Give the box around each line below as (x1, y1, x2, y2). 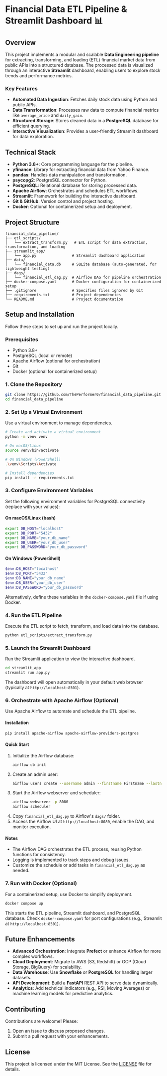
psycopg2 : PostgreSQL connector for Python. (12, 177, 107, 183)
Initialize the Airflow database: (12, 752, 75, 758)
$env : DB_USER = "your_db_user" (5, 580, 66, 585)
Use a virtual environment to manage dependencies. (5, 420, 113, 426)
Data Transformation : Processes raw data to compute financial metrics (12, 107, 159, 113)
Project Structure (5, 218, 60, 226)
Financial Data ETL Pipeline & (5, 3, 128, 15)
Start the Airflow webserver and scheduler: (12, 790, 101, 796)
